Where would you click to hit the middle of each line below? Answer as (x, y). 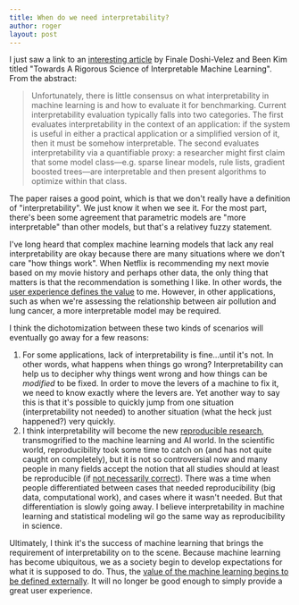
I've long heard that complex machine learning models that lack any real (141, 244)
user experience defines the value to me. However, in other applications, (143, 292)
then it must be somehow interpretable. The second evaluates (145, 143)
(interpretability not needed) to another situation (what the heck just (147, 412)
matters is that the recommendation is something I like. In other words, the (146, 282)
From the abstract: (43, 79)
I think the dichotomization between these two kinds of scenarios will (136, 328)
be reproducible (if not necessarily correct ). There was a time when (146, 478)
